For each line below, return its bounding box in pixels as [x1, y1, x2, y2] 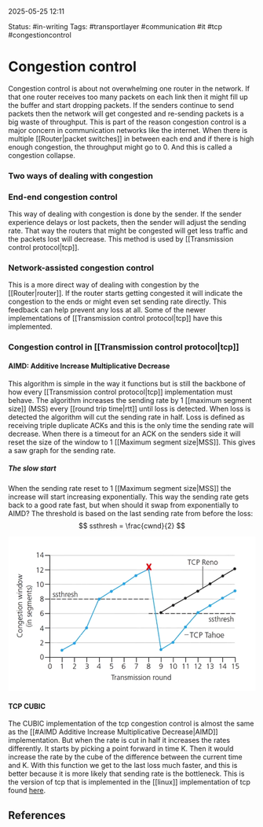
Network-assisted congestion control [8, 263, 155, 274]
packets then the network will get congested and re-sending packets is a [8, 109, 245, 118]
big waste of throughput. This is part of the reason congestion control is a [8, 117, 247, 127]
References [8, 808, 66, 821]
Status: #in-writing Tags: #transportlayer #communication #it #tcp [8, 22, 222, 31]
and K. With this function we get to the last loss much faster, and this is [8, 761, 238, 770]
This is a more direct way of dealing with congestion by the [8, 280, 199, 290]
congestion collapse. [8, 150, 76, 160]
